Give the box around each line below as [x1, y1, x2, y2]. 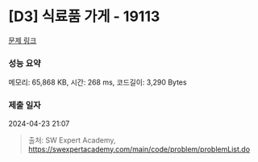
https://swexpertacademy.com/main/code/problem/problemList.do [27, 144, 251, 154]
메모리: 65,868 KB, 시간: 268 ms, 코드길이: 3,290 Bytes [8, 77, 187, 87]
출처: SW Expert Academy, [27, 135, 116, 145]
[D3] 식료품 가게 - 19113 [8, 7, 160, 26]
